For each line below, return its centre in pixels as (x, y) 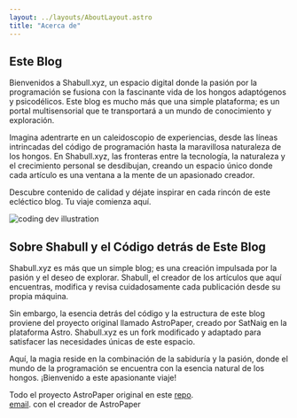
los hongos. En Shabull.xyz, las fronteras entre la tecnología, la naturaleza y (147, 157)
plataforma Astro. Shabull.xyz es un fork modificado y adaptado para (135, 332)
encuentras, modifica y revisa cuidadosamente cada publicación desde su (145, 287)
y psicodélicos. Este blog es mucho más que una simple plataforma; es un (145, 102)
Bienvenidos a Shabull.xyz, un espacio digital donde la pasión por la (133, 83)
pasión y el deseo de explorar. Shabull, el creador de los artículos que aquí (145, 278)
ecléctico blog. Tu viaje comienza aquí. (80, 202)
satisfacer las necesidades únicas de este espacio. (102, 342)
